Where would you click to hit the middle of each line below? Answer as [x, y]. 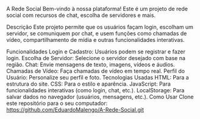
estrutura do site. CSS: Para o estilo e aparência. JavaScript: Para [88, 84]
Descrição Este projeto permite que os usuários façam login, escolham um [100, 27]
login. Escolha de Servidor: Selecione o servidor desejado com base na [96, 58]
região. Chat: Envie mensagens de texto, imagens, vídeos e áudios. [91, 64]
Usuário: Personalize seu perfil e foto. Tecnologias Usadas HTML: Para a [98, 77]
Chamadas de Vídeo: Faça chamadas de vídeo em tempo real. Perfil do [95, 71]
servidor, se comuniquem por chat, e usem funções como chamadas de [97, 33]
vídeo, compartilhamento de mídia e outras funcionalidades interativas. [95, 40]
